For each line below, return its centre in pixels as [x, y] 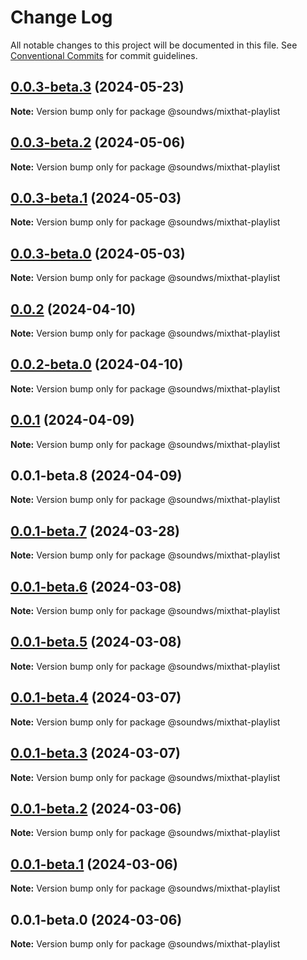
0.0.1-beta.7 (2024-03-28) [95, 531]
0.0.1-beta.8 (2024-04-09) [96, 476]
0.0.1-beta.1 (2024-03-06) [94, 864]
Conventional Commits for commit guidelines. [104, 55]
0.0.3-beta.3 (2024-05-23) [97, 87]
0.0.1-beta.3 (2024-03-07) [95, 753]
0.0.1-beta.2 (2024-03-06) [96, 808]
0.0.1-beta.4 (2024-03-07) [96, 697]
